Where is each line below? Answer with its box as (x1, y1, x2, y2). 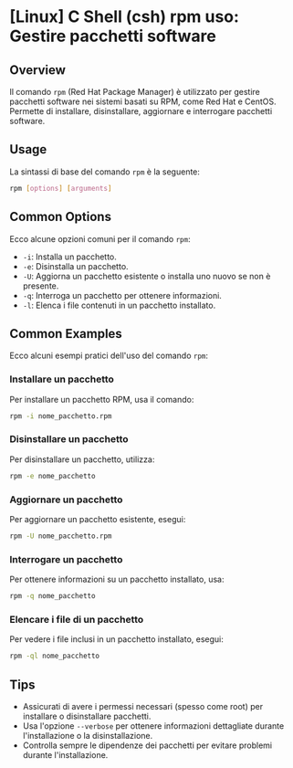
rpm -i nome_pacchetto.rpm (9, 411, 112, 421)
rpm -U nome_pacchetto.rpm (9, 531, 112, 541)
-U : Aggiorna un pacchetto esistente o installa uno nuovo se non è (22, 270, 271, 281)
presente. (22, 280, 59, 291)
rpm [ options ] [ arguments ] (9, 184, 112, 193)
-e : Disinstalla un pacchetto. (22, 260, 130, 271)
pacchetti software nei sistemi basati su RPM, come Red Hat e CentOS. (9, 96, 277, 107)
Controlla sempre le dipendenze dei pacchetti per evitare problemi (22, 740, 272, 751)
